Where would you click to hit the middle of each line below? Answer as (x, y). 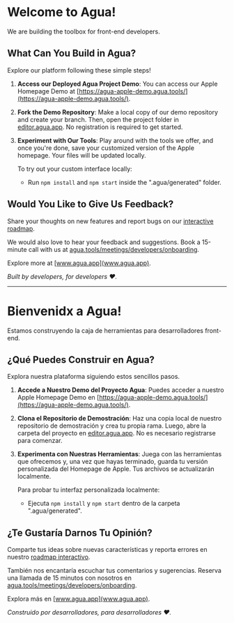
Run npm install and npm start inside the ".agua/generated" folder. (124, 182)
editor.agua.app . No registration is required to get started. (100, 127)
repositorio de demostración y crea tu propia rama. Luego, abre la (112, 426)
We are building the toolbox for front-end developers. (84, 31)
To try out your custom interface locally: (75, 169)
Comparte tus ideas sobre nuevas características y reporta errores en (107, 550)
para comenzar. (40, 441)
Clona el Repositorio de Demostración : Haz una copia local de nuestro (119, 419)
